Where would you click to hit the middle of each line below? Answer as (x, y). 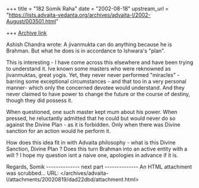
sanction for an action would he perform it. (59, 131)
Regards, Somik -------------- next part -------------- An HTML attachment (99, 167)
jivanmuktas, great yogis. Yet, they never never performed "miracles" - (93, 75)
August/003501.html (31, 21)
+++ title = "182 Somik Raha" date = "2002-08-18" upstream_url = (88, 9)
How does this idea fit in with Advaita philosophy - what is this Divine (91, 142)
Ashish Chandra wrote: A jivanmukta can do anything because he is (89, 44)
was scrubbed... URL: (32, 173)
